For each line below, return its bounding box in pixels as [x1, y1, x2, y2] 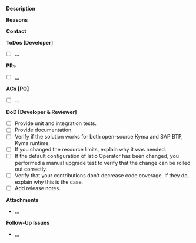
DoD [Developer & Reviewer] [6, 109, 77, 116]
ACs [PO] [6, 85, 29, 93]
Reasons [6, 16, 28, 23]
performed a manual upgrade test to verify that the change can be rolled [14, 159, 191, 166]
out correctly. [14, 166, 48, 173]
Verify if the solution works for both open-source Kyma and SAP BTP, [14, 133, 184, 140]
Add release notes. [14, 184, 61, 191]
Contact [6, 28, 26, 35]
